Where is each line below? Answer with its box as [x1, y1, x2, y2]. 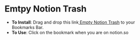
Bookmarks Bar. [11, 24, 44, 30]
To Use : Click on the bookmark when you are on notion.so [11, 29, 129, 35]
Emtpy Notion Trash [4, 3, 87, 14]
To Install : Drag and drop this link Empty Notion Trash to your [11, 19, 135, 25]
